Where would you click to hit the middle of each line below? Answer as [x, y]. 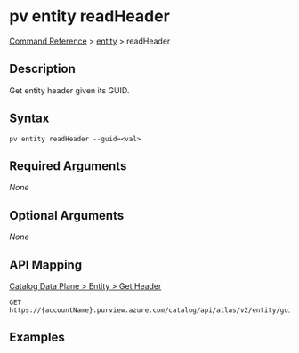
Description [42, 69]
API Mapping [46, 265]
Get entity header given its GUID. [69, 90]
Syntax [29, 119]
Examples [37, 337]
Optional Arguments [67, 215]
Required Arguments [68, 166]
